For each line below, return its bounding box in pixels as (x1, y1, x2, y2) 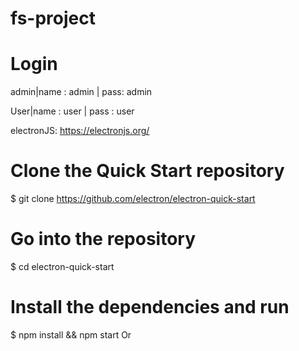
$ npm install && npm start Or (10, 328, 132, 341)
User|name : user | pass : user (10, 105, 135, 117)
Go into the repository (10, 228, 197, 251)
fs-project (10, 7, 96, 30)
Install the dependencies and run (10, 296, 290, 319)
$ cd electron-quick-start (10, 261, 115, 272)
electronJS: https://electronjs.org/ (10, 125, 150, 137)
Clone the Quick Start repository (10, 160, 285, 182)
